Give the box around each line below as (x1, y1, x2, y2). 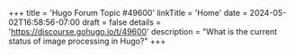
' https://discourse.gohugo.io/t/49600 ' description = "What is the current (8, 27, 278, 36)
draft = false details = (81, 17, 162, 27)
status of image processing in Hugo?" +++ (8, 35, 166, 46)
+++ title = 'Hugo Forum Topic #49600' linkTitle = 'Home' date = (8, 8, 248, 18)
